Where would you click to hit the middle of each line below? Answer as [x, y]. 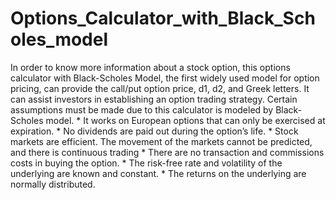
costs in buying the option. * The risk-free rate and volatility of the [146, 163]
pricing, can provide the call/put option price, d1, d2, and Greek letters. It [160, 88]
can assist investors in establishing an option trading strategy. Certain [154, 99]
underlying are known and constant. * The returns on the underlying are [158, 173]
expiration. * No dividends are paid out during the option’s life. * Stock [154, 131]
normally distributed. [53, 184]
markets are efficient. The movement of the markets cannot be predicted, [161, 141]
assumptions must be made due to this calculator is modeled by [142, 109]
